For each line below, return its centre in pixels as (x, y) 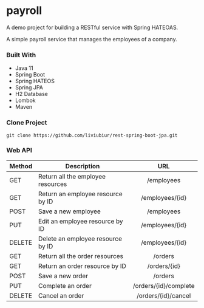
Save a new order (63, 276)
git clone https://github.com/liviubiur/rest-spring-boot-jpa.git (92, 135)
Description (83, 166)
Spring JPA (29, 87)
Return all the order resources (81, 256)
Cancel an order (61, 295)
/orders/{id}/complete (164, 286)
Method (21, 166)
